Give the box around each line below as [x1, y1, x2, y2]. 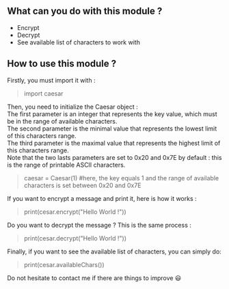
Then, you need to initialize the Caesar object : [7, 102, 138, 111]
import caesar [23, 89, 64, 98]
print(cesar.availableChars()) [23, 260, 105, 269]
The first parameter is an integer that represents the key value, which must [7, 109, 217, 118]
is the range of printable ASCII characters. [7, 161, 126, 169]
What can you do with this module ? [7, 5, 163, 17]
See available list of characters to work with [16, 38, 140, 46]
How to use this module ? [7, 58, 117, 70]
